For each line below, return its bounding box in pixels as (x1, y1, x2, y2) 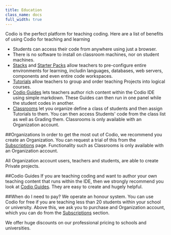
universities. (5, 225, 31, 231)
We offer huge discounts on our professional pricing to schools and (5, 220, 147, 226)
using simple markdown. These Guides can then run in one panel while (12, 95, 161, 101)
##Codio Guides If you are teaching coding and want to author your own (5, 173, 157, 179)
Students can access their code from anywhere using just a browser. (12, 46, 157, 52)
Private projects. (5, 163, 40, 169)
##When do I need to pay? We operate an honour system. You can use (5, 194, 154, 200)
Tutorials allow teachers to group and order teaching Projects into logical (12, 78, 165, 84)
